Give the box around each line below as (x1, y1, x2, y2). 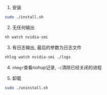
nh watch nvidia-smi (5, 35, 49, 40)
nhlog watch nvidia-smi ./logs (5, 54, 71, 59)
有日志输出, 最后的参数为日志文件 (12, 44, 82, 50)
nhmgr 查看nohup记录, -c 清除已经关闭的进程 (12, 64, 102, 70)
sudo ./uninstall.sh (5, 85, 49, 90)
